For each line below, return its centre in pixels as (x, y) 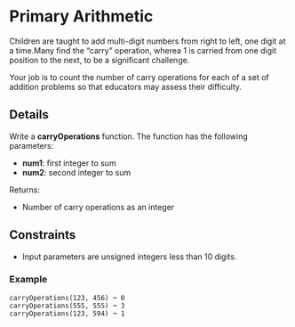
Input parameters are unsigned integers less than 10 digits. (129, 257)
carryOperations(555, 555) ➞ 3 (67, 306)
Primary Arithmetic (81, 16)
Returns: (25, 190)
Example (28, 280)
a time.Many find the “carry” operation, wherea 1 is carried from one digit (143, 50)
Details (29, 114)
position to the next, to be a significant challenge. (100, 60)
